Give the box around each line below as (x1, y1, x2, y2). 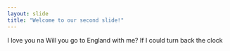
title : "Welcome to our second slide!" (7, 17, 124, 24)
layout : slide (7, 10, 49, 17)
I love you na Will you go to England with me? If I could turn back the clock (7, 36, 223, 44)
